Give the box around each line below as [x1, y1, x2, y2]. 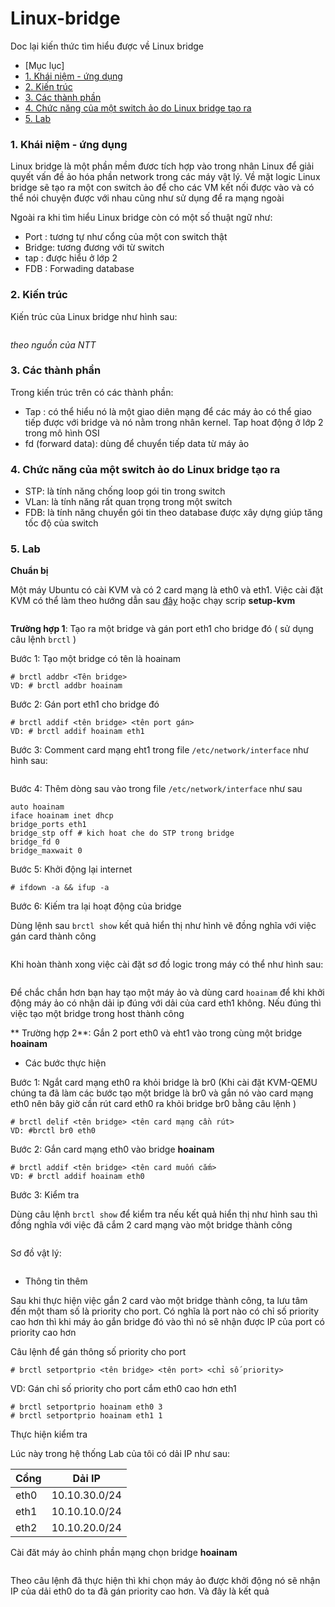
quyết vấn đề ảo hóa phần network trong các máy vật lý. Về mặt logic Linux [10, 171, 321, 183]
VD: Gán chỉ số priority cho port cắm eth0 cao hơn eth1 [10, 1383, 237, 1395]
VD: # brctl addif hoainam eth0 [10, 1172, 145, 1182]
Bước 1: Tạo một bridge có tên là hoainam [10, 653, 182, 665]
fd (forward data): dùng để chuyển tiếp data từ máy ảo [24, 437, 250, 449]
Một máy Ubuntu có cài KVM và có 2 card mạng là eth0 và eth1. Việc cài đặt [10, 584, 323, 596]
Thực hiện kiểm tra [10, 1428, 88, 1441]
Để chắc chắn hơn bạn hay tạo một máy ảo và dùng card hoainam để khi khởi [10, 987, 325, 999]
